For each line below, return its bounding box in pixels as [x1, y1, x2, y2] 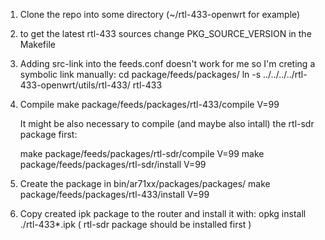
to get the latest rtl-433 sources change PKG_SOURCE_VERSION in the [19, 28, 312, 39]
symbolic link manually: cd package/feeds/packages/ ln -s [19, 69, 262, 80]
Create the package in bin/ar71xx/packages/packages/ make [19, 178, 271, 189]
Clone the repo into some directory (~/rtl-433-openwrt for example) [19, 9, 301, 20]
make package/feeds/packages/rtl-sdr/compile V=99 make [19, 148, 265, 159]
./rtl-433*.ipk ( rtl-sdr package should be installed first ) [19, 219, 252, 230]
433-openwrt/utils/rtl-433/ [19, 79, 131, 91]
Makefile [19, 39, 56, 50]
